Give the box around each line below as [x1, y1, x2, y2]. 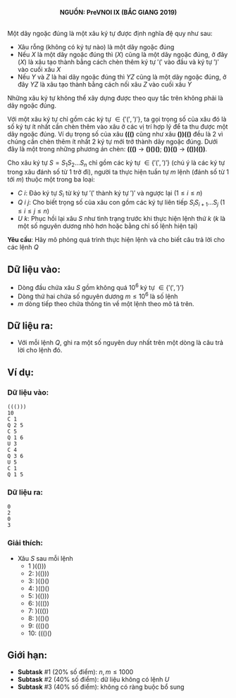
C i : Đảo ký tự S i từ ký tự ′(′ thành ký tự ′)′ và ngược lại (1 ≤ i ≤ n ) [17, 189, 203, 198]
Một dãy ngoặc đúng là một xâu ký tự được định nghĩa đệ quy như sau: [7, 30, 213, 37]
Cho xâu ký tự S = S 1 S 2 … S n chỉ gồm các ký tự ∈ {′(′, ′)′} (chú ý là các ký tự [7, 158, 225, 168]
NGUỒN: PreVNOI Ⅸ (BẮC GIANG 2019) [59, 8, 178, 16]
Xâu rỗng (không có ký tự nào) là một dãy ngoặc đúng [17, 43, 175, 51]
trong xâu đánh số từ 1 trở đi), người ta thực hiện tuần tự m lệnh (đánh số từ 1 [7, 167, 229, 176]
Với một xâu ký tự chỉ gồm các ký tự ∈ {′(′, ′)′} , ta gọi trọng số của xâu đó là [7, 115, 227, 123]
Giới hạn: [7, 649, 48, 661]
